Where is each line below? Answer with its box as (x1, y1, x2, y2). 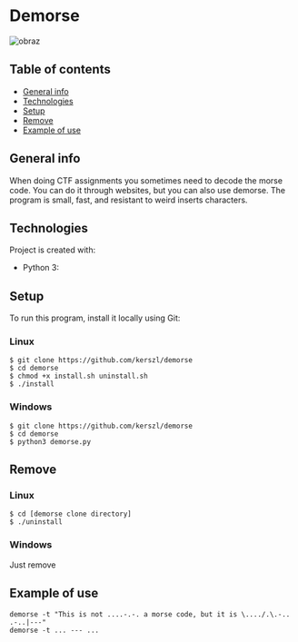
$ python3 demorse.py (9, 437, 92, 446)
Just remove (9, 559, 56, 570)
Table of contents (9, 62, 111, 77)
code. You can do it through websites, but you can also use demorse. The (9, 184, 286, 195)
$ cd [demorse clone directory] (9, 509, 132, 519)
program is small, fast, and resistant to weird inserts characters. (9, 194, 248, 205)
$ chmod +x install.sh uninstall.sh (9, 371, 148, 381)
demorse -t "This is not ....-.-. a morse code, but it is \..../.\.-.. (9, 609, 291, 618)
